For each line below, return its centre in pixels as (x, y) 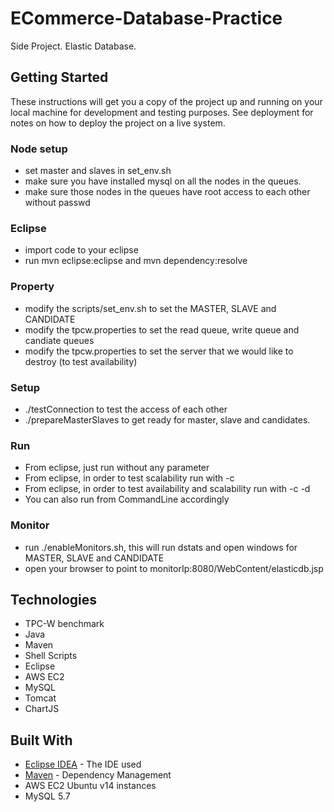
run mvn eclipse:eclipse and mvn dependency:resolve (136, 261)
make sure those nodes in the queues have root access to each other (167, 192)
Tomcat (40, 698)
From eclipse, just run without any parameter (117, 468)
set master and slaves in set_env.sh (98, 171)
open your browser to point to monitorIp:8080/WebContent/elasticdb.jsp (174, 568)
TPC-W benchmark (64, 624)
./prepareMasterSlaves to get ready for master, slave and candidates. (167, 419)
